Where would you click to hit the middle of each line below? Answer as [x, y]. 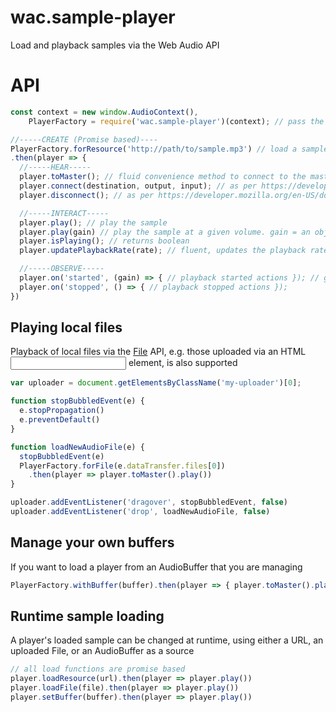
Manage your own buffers [92, 542]
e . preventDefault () [60, 420]
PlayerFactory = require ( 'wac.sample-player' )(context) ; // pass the [176, 121]
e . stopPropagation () [62, 411]
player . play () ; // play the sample [93, 222]
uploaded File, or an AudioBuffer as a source [102, 651]
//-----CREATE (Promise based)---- [84, 139]
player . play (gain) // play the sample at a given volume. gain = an [165, 232]
